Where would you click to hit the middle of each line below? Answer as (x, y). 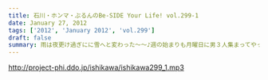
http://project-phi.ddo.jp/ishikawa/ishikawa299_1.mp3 (97, 67)
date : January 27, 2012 (48, 23)
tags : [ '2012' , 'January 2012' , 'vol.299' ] (82, 30)
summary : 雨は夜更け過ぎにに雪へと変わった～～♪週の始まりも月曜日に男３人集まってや (133, 45)
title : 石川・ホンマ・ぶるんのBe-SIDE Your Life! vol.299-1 (104, 15)
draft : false (30, 38)
